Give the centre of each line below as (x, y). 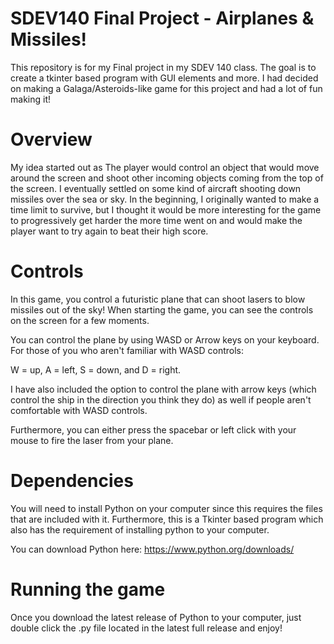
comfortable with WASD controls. (79, 410)
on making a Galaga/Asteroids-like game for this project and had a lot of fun (166, 88)
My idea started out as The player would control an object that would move (165, 167)
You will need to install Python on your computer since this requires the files (166, 508)
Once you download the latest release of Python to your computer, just (156, 617)
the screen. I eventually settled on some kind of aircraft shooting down (156, 188)
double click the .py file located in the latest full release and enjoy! (146, 628)
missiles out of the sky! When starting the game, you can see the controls (162, 309)
